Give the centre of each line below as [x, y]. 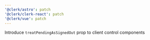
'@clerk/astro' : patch [28, 10]
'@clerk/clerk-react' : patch [34, 14]
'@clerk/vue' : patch [26, 19]
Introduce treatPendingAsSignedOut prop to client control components [75, 33]
